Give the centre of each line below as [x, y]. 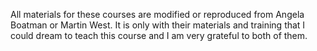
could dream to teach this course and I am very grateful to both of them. [159, 35]
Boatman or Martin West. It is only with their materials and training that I [158, 25]
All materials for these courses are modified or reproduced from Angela [157, 14]
